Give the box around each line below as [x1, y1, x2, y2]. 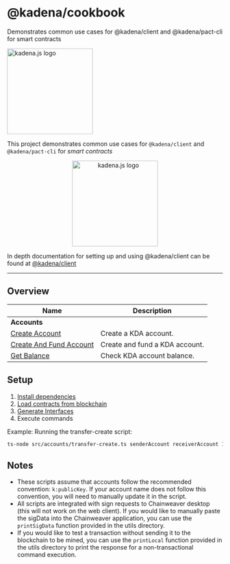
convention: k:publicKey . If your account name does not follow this [16, 485, 207, 493]
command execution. [16, 550, 77, 559]
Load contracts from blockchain [16, 400, 107, 408]
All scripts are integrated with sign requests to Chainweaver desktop [16, 500, 210, 508]
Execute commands [16, 414, 73, 422]
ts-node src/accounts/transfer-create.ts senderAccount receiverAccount [7, 441, 219, 447]
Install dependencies [16, 392, 77, 400]
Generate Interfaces [16, 406, 74, 415]
